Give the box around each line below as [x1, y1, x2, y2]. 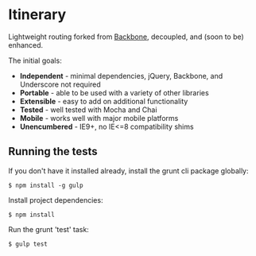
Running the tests [8, 145, 98, 158]
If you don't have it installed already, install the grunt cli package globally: [8, 165, 249, 176]
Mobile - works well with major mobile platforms [19, 113, 179, 122]
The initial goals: [8, 56, 62, 65]
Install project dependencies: [8, 195, 103, 204]
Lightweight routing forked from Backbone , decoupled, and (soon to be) [8, 32, 244, 41]
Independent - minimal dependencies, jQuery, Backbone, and [19, 71, 223, 80]
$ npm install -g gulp [8, 181, 83, 189]
